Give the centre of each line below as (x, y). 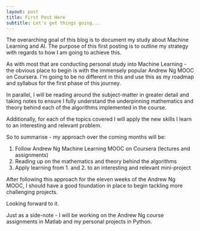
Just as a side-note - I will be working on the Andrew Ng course (85, 215)
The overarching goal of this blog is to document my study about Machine (97, 40)
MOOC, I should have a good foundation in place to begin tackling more (95, 186)
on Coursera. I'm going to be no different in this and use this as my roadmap (100, 77)
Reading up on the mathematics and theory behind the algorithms (96, 162)
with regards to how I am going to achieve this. (64, 53)
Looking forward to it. (33, 203)
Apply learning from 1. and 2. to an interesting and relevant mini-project (103, 168)
